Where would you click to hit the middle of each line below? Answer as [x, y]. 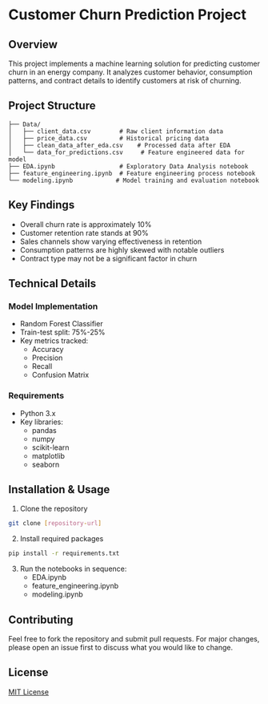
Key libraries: [42, 422]
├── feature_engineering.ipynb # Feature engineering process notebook [132, 173]
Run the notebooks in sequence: [73, 569]
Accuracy [48, 350]
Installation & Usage [59, 490]
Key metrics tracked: [54, 341]
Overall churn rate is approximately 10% [86, 224]
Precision [47, 358]
